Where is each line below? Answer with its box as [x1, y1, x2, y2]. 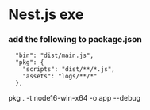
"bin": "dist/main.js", [15, 51, 94, 60]
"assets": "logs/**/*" [22, 73, 98, 81]
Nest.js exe [8, 6, 84, 24]
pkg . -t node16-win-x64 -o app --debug [8, 93, 141, 103]
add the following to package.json [8, 34, 143, 45]
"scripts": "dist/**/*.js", [22, 66, 115, 74]
